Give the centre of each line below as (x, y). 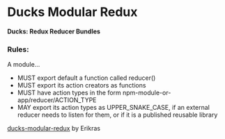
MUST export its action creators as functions (82, 85)
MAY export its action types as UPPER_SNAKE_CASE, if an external (114, 108)
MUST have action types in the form (69, 93)
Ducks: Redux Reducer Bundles (54, 31)
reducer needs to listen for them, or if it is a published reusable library (117, 115)
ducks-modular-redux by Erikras (54, 129)
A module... (24, 65)
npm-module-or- (147, 93)
